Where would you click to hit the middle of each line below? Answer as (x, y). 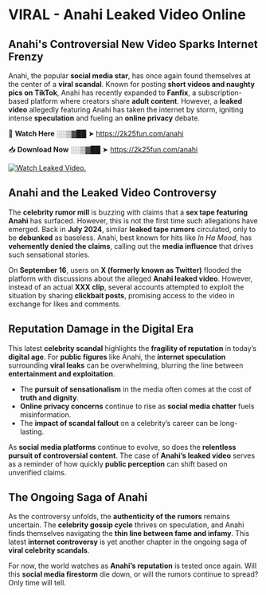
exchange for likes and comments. (65, 304)
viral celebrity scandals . (49, 550)
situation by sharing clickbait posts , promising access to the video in (121, 295)
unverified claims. (37, 472)
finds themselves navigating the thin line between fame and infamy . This (129, 534)
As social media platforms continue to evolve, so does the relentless (122, 447)
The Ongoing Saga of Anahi (78, 497)
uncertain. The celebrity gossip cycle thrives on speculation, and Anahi (126, 525)
